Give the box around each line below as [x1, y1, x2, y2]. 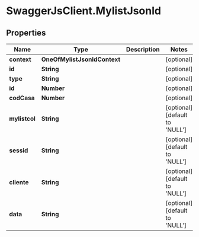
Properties [6, 28, 46, 38]
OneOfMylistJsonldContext [41, 55, 121, 63]
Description [126, 46, 160, 53]
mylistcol [9, 114, 36, 123]
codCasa [9, 94, 35, 102]
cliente [9, 178, 29, 186]
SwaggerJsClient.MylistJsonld [6, 4, 162, 18]
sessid [9, 146, 28, 155]
